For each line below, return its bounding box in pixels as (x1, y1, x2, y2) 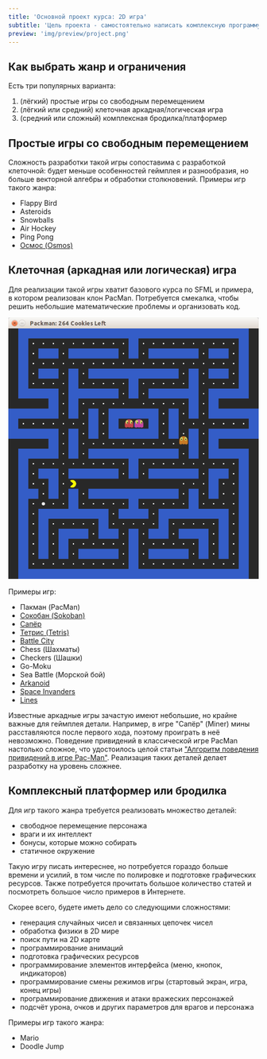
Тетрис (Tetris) (19, 627, 70, 637)
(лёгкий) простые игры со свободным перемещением (19, 96, 205, 107)
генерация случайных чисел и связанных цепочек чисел (19, 917, 213, 927)
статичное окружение (19, 846, 95, 855)
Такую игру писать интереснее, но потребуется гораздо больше (8, 861, 229, 871)
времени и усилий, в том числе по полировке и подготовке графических (8, 870, 257, 879)
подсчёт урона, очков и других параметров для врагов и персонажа (19, 1002, 254, 1011)
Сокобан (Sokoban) (19, 611, 86, 620)
